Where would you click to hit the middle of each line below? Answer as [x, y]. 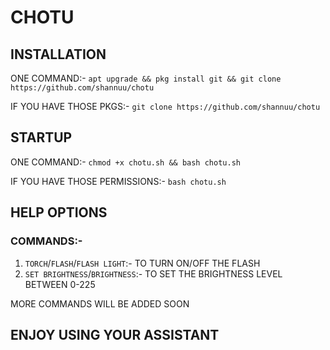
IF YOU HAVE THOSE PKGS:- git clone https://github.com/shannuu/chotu [165, 106]
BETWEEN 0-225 [60, 284]
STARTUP [41, 137]
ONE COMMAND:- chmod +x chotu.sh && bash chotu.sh [125, 162]
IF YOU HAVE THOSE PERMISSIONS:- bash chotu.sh [118, 181]
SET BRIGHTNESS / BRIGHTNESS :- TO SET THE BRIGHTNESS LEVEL [153, 273]
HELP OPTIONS [59, 212]
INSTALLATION [58, 54]
